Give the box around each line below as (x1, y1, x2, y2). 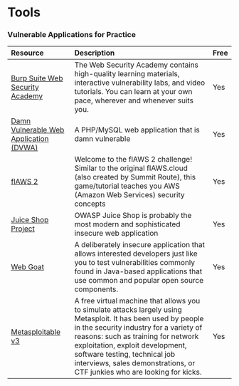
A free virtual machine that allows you (74, 296, 201, 306)
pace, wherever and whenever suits (74, 95, 194, 105)
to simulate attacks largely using (74, 305, 183, 315)
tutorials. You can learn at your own (74, 87, 193, 97)
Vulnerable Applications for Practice (7, 30, 137, 40)
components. (74, 284, 119, 294)
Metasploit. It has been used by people (74, 314, 204, 324)
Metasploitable (11, 327, 60, 337)
